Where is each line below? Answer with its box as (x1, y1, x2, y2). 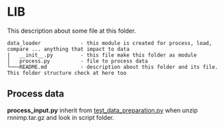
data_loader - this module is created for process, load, (7, 39, 212, 46)
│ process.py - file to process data (7, 57, 148, 65)
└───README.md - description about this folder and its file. (7, 63, 219, 70)
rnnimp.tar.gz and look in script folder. (7, 113, 115, 121)
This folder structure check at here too (7, 69, 127, 76)
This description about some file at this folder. (7, 27, 137, 35)
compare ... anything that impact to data (7, 46, 130, 52)
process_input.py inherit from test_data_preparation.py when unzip (7, 106, 198, 114)
